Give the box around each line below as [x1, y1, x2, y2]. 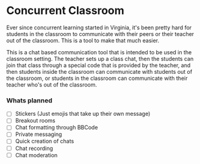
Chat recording [15, 144, 54, 152]
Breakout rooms [15, 117, 56, 124]
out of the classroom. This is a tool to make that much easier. [6, 37, 160, 44]
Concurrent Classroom [6, 4, 125, 18]
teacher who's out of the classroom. [6, 80, 98, 88]
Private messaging [15, 130, 62, 138]
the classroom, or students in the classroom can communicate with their [6, 74, 188, 82]
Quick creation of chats [15, 138, 74, 145]
